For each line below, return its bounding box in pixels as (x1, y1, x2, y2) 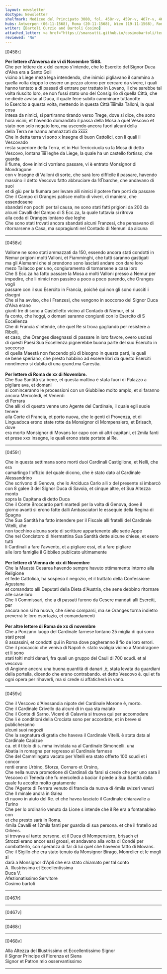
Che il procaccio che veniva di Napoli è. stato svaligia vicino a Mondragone (5, 644, 159, 650)
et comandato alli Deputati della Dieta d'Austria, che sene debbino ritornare (5, 586, 159, 592)
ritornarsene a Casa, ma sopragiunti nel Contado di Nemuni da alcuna (5, 225, 148, 231)
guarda (5, 156, 20, 162)
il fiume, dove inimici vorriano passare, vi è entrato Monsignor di (5, 161, 137, 167)
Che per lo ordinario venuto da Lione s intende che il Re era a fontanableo (5, 806, 156, 812)
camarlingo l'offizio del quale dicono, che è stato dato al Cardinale (5, 470, 141, 476)
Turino (5, 801, 18, 807)
